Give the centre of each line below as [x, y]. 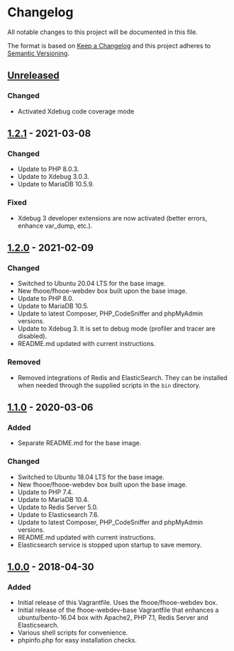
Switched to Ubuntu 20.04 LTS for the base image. [91, 284]
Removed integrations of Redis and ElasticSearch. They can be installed [123, 377]
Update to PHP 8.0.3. [48, 169]
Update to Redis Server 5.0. [58, 507]
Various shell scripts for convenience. [73, 633]
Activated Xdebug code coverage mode [76, 111]
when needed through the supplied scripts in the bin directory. [109, 385]
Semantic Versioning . [38, 53]
